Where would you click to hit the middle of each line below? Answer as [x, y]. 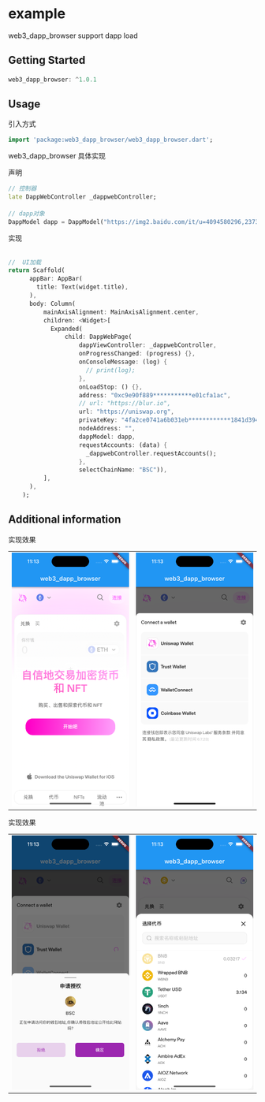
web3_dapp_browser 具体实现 [57, 156]
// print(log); [110, 370]
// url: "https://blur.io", [125, 404]
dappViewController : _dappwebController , [147, 345]
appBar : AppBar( [56, 279]
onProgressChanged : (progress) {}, [137, 354]
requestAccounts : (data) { [123, 445]
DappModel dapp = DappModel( [56, 222]
